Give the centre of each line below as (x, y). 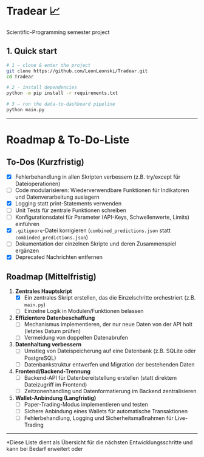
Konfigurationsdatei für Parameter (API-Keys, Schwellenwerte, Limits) (102, 217)
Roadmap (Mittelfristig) (51, 277)
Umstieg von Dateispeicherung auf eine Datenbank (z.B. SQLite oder (110, 351)
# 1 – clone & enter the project (49, 65)
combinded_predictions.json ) (52, 238)
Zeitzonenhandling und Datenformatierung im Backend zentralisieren (110, 391)
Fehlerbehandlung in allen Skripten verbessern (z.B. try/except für (98, 177)
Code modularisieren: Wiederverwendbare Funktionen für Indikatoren (102, 190)
